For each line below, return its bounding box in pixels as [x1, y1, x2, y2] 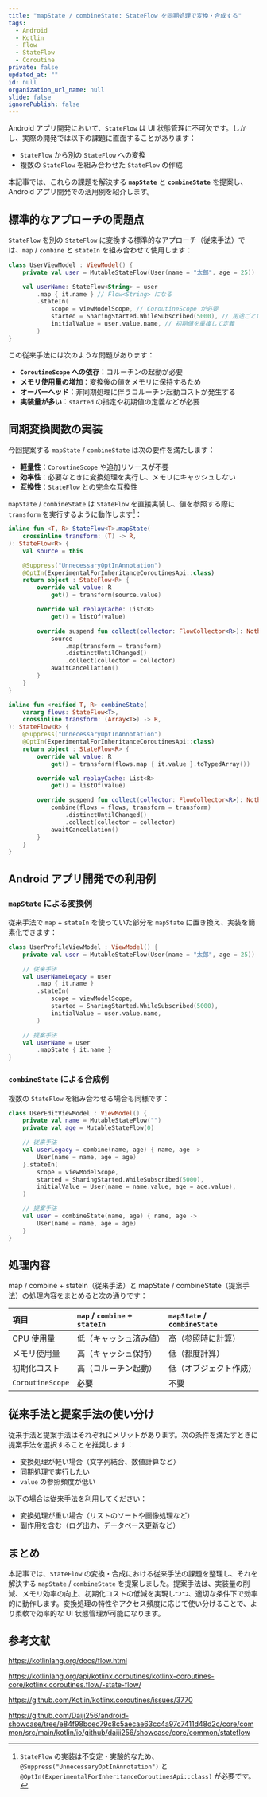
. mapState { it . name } [37, 1046, 112, 1054]
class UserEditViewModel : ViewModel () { [8, 1109, 148, 1117]
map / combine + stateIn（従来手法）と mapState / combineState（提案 [8, 1281, 243, 1291]
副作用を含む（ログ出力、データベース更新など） [19, 1521, 180, 1530]
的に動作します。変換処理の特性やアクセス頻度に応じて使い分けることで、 [8, 1598, 250, 1608]
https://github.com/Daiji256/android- [8, 1710, 130, 1720]
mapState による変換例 [8, 897, 93, 908]
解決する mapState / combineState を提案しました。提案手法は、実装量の [8, 1578, 243, 1588]
